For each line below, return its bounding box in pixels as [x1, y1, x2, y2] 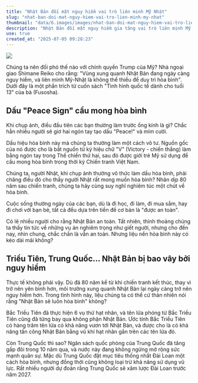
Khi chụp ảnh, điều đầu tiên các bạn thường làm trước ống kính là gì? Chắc [6, 121, 187, 128]
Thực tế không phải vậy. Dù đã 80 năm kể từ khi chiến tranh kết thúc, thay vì [6, 279, 192, 286]
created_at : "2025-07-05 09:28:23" [6, 36, 94, 42]
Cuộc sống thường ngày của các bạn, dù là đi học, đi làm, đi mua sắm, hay [6, 199, 187, 207]
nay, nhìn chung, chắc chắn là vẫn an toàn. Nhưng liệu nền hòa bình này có [6, 230, 189, 237]
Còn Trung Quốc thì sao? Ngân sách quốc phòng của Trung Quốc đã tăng [6, 339, 186, 346]
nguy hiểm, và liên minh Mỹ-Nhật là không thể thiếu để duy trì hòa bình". [6, 76, 182, 83]
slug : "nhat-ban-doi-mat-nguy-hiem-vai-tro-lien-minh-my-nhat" [6, 14, 165, 20]
